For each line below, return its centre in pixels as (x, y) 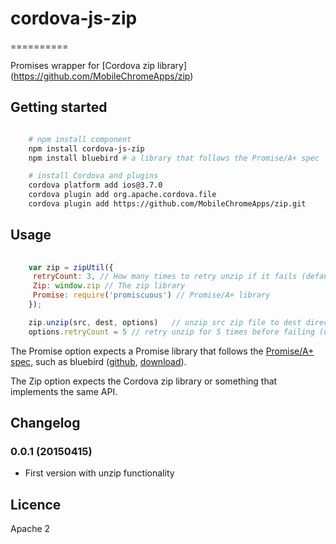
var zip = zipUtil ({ (71, 267)
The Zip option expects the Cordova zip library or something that (144, 381)
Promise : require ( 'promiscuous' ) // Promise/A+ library (151, 295)
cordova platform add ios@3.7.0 (95, 185)
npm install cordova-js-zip (86, 148)
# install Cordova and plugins (93, 176)
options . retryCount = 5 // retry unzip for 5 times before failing (171, 332)
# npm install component (80, 139)
